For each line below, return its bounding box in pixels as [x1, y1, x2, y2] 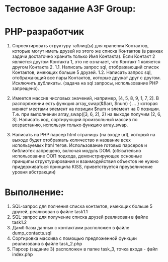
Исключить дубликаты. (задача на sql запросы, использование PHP [12, 80, 159, 86]
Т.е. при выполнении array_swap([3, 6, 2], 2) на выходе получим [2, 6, [12, 111, 161, 117]
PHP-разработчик [5, 26, 84, 38]
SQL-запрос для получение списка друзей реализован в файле [12, 214, 149, 220]
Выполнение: [5, 187, 64, 198]
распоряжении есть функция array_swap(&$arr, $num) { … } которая [12, 101, 158, 107]
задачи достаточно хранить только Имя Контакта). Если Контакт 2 [12, 53, 155, 59]
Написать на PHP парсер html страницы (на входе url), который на [12, 132, 155, 138]
